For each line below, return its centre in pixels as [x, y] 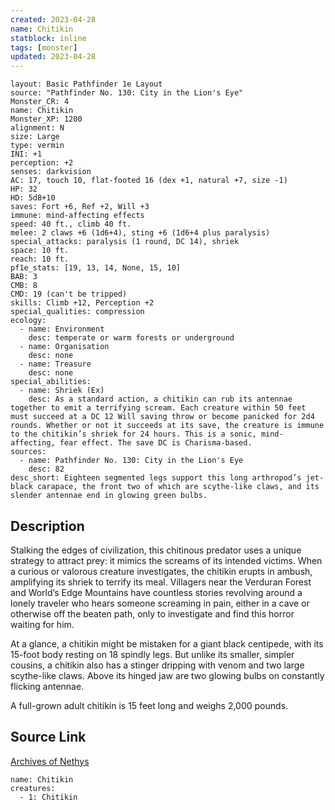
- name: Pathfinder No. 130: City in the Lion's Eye [131, 461]
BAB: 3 [24, 277]
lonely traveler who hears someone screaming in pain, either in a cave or [160, 603]
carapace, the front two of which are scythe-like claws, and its [178, 487]
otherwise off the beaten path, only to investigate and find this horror [152, 613]
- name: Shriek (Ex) [62, 391]
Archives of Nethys [50, 761]
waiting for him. [42, 624]
